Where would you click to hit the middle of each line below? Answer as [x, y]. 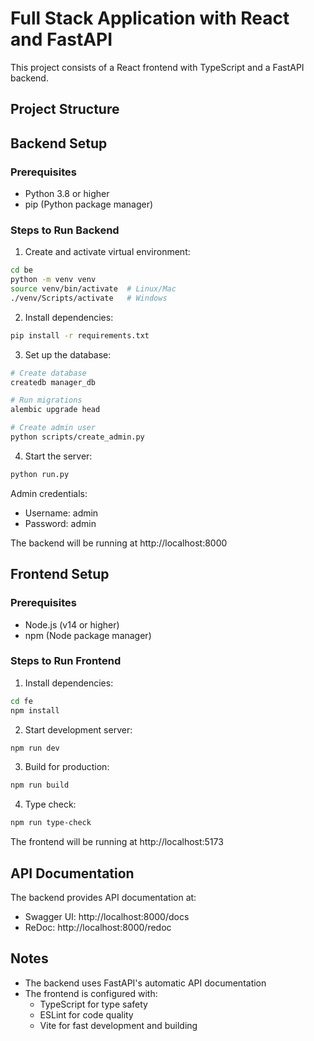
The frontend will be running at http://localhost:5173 [117, 842]
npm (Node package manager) [88, 635]
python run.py [40, 474]
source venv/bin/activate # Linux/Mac [93, 289]
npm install [35, 710]
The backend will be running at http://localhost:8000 [119, 543]
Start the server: [58, 456]
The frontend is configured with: [91, 993]
